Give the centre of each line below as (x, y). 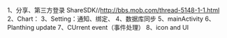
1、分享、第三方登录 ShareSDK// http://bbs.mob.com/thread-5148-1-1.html (113, 10)
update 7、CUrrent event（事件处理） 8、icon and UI (112, 27)
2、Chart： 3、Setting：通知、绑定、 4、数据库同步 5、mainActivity (105, 19)
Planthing (21, 27)
